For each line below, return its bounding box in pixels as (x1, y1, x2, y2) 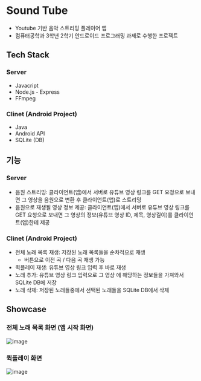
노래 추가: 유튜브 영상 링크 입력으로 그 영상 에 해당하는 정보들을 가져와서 (14, 271, 184, 278)
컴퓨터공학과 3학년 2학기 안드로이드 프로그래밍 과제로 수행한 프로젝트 (14, 31, 178, 39)
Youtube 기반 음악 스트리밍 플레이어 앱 (14, 24, 107, 31)
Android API (14, 129, 45, 137)
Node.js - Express (14, 88, 60, 96)
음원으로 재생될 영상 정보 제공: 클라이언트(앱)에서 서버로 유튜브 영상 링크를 (14, 203, 190, 210)
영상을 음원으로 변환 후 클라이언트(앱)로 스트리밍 (28, 196, 142, 203)
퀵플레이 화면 (6, 354, 42, 362)
